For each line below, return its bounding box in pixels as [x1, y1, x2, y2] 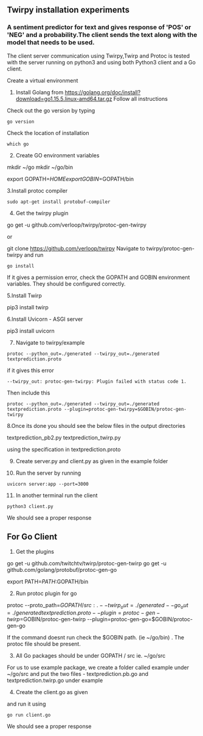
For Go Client [7, 532, 57, 542]
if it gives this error [7, 366, 54, 374]
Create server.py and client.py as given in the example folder [15, 457, 168, 464]
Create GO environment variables [15, 151, 100, 159]
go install [7, 263, 35, 269]
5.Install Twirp [7, 292, 42, 299]
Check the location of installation [7, 129, 89, 136]
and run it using [7, 700, 46, 707]
